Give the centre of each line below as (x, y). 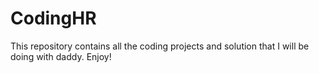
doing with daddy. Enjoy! (61, 56)
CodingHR (53, 18)
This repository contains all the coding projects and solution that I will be (160, 46)
